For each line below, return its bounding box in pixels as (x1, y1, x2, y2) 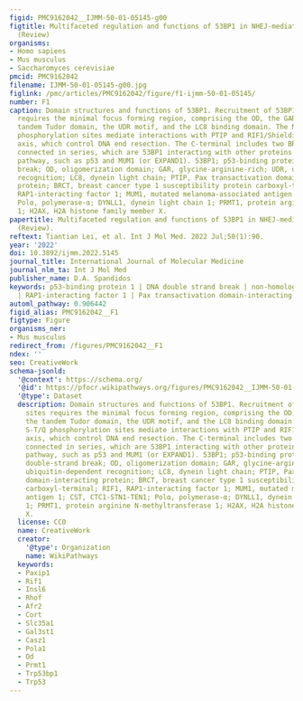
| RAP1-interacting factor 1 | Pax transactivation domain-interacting (17, 290, 293, 299)
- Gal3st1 (17, 627, 54, 636)
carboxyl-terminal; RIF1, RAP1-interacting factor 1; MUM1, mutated (25, 484, 289, 493)
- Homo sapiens (9, 47, 67, 56)
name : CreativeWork (17, 526, 91, 535)
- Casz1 (17, 635, 47, 645)
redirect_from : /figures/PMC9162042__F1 (9, 341, 164, 350)
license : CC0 (17, 517, 67, 527)
